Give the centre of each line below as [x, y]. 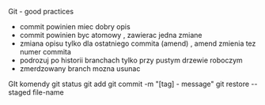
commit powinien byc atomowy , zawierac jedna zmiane [111, 35]
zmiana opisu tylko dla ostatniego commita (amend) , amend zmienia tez [138, 43]
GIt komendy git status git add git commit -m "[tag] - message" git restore [129, 84]
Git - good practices [41, 11]
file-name [49, 92]
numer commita [45, 52]
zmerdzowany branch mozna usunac [80, 69]
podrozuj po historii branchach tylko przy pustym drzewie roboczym [131, 60]
